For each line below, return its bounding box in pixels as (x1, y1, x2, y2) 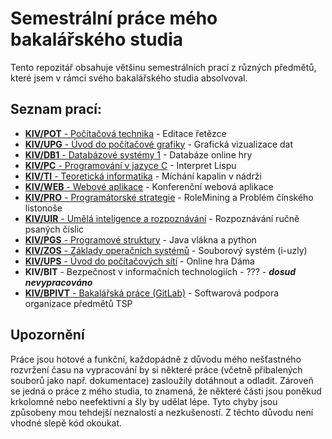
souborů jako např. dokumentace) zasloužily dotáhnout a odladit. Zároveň (10, 374, 314, 386)
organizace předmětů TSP (24, 297, 133, 309)
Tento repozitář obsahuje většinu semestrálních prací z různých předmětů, (10, 61, 317, 73)
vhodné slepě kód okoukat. (10, 417, 123, 429)
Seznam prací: (10, 101, 103, 118)
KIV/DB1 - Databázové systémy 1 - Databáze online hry (24, 148, 253, 161)
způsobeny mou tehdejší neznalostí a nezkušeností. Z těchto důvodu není (10, 406, 314, 418)
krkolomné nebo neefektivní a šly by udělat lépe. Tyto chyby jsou (10, 395, 278, 407)
